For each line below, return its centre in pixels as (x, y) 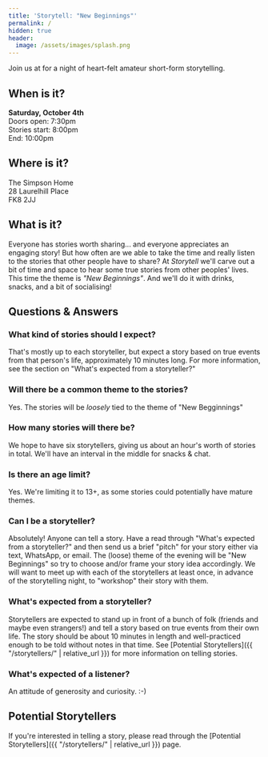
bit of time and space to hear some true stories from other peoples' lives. (129, 270)
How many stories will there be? (72, 427)
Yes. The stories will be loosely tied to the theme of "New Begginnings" (126, 407)
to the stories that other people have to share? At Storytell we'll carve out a (132, 261)
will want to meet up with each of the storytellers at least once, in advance (131, 572)
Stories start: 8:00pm (43, 130)
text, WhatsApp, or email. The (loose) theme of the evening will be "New (127, 555)
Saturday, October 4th (46, 112)
